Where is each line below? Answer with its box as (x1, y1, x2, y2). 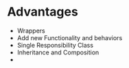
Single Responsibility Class (16, 41, 94, 49)
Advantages (7, 4, 79, 20)
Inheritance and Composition (16, 48, 99, 56)
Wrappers (16, 27, 46, 35)
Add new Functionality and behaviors (16, 33, 123, 41)
